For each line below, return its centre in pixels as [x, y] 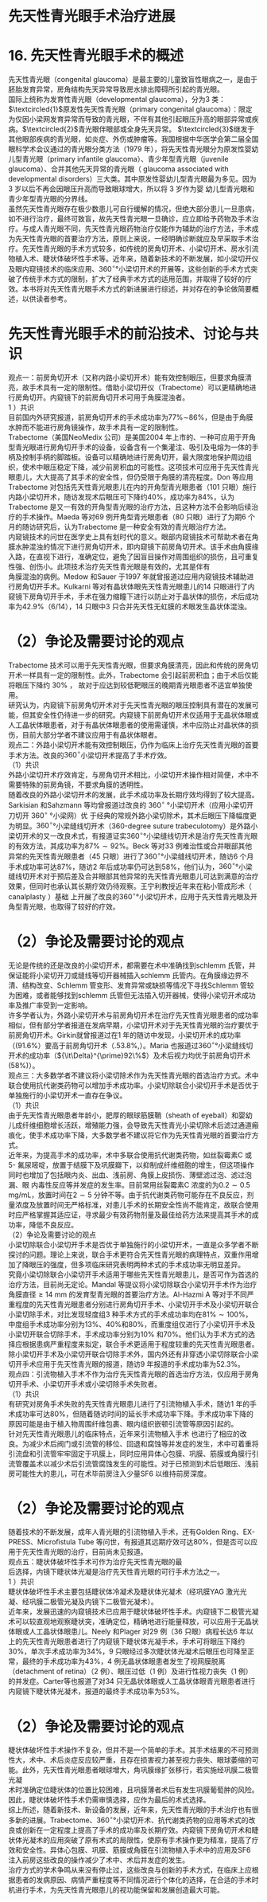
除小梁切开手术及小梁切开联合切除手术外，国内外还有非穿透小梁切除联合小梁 [133, 1354]
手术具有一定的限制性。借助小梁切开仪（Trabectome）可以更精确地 [139, 387]
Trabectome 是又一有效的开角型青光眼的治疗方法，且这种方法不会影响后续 [130, 507]
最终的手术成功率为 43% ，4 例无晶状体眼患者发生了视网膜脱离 [124, 1661]
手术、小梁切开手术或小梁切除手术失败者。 [91, 1383]
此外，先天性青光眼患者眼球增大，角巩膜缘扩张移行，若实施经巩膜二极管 [140, 1770]
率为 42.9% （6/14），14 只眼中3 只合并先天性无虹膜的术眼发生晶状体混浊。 [130, 606]
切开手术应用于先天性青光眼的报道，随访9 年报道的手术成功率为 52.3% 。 [126, 1364]
